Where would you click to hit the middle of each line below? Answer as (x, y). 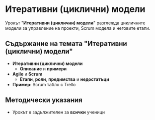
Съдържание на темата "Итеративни (66, 44)
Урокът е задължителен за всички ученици (59, 112)
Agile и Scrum (27, 74)
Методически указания (44, 100)
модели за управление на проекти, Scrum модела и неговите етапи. (78, 28)
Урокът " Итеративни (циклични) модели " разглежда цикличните (75, 23)
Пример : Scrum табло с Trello (44, 84)
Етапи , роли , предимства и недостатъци (64, 79)
